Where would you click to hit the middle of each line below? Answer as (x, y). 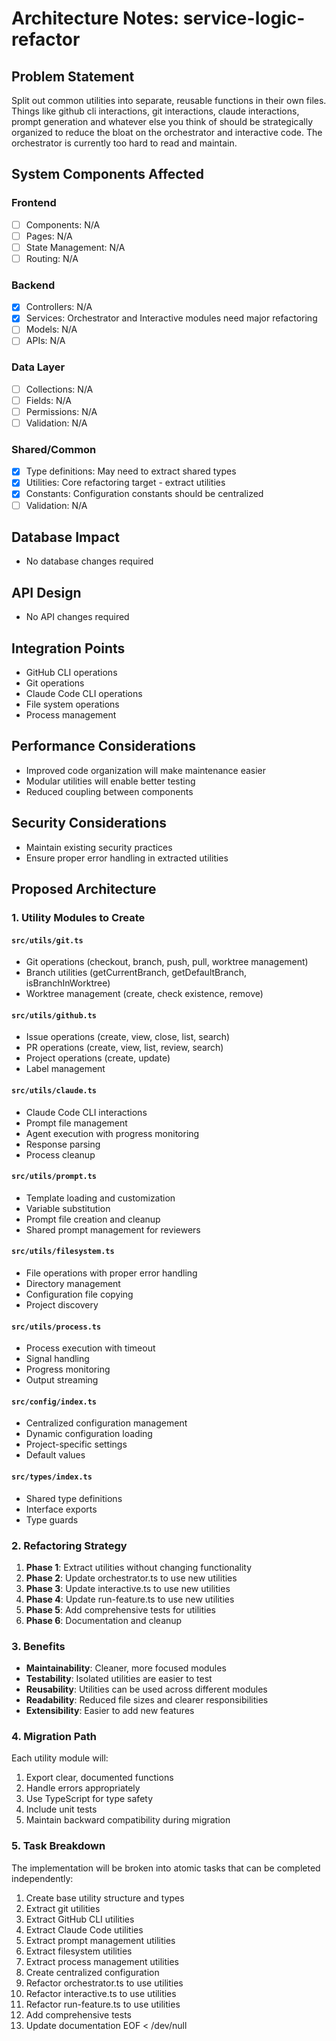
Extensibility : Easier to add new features (110, 1711)
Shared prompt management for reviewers (113, 1229)
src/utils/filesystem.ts (63, 1252)
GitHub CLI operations (71, 673)
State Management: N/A (75, 247)
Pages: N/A (49, 236)
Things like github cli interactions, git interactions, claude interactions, (155, 111)
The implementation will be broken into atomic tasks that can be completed (166, 1868)
